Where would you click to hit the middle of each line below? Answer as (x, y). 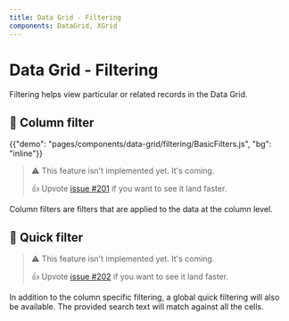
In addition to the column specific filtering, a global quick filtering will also (144, 297)
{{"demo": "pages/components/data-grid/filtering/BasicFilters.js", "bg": (140, 144)
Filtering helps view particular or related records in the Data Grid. (128, 95)
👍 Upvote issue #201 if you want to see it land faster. (129, 189)
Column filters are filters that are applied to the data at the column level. (141, 210)
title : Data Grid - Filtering (66, 17)
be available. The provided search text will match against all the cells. (137, 307)
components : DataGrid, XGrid (63, 26)
